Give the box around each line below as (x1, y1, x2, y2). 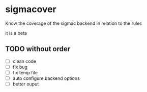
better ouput (12, 81, 39, 87)
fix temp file (12, 69, 38, 75)
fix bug (12, 64, 28, 70)
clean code (12, 58, 37, 64)
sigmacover (5, 4, 57, 15)
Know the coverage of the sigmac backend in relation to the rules (5, 20, 142, 26)
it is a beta (5, 30, 27, 36)
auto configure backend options (12, 75, 80, 81)
